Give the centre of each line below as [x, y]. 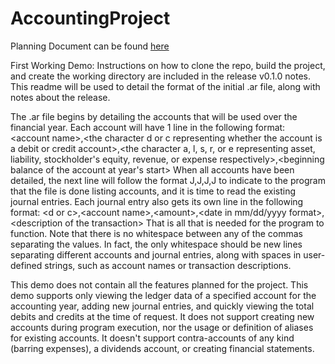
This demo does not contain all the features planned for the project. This [159, 284]
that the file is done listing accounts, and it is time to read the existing [153, 191]
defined [26, 265]
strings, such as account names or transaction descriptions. [168, 265]
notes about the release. [60, 97]
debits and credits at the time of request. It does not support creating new [162, 316]
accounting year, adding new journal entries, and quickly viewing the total [162, 306]
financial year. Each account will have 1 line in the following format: [148, 127]
